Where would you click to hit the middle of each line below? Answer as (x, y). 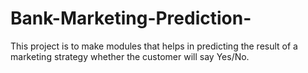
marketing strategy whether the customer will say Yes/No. (130, 56)
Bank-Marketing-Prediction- (131, 18)
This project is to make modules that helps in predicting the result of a (154, 46)
